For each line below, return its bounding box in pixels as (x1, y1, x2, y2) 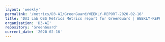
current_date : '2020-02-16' (5, 29, 63, 34)
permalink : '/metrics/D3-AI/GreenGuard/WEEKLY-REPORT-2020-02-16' (5, 12, 144, 16)
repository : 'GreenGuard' (5, 25, 58, 30)
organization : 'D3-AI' (5, 20, 52, 26)
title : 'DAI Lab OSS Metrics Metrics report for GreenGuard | (5, 16, 135, 21)
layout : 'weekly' (5, 7, 41, 12)
